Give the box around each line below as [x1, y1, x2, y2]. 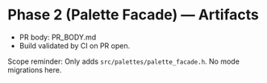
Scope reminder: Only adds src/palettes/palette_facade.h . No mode [7, 56, 240, 66]
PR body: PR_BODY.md [19, 32, 97, 42]
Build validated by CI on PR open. [19, 40, 131, 50]
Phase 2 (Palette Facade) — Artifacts [7, 6, 259, 24]
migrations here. [7, 64, 62, 74]
